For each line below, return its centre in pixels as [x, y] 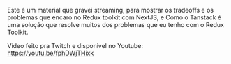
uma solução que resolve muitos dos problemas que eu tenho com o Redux [116, 25]
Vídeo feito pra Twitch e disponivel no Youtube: [75, 46]
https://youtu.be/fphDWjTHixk [51, 53]
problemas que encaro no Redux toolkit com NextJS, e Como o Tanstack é [114, 17]
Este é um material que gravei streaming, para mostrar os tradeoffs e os [111, 10]
